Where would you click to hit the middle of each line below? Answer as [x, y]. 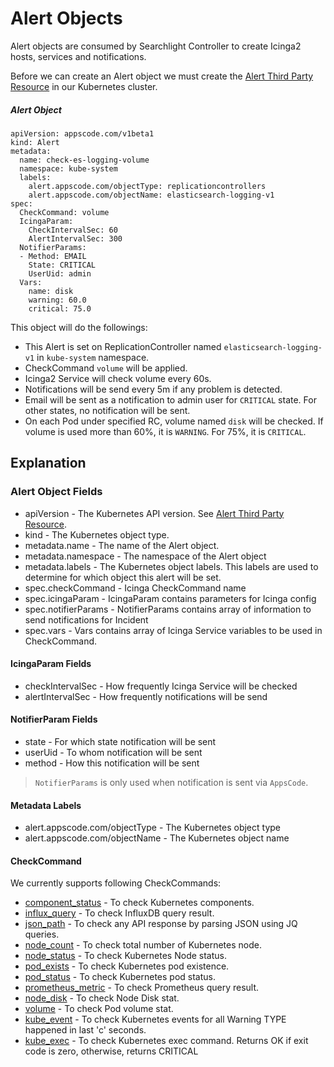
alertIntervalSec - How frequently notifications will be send [146, 696]
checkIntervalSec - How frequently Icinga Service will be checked [161, 686]
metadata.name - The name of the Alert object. [122, 545]
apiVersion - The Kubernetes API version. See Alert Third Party [154, 513]
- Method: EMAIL [53, 256]
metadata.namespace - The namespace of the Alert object [145, 556]
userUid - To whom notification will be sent [113, 752]
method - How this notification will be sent [112, 763]
